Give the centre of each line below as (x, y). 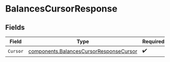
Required (154, 42)
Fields (15, 27)
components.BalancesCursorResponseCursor (83, 51)
